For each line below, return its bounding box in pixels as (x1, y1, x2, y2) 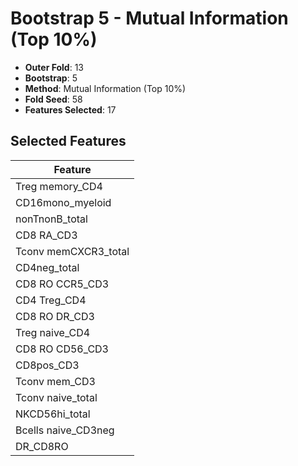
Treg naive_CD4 (15, 325, 91, 339)
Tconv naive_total (15, 390, 98, 404)
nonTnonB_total (15, 212, 88, 226)
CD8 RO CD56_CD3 (15, 342, 109, 356)
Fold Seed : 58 (24, 93, 83, 105)
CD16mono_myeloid (15, 195, 112, 209)
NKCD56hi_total (15, 407, 91, 421)
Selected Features (10, 133, 127, 150)
